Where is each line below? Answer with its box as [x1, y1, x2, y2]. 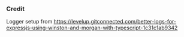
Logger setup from [6, 18, 53, 25]
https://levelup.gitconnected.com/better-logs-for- [53, 18, 177, 25]
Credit [6, 5, 25, 13]
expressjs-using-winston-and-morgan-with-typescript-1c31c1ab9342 [6, 24, 178, 31]
